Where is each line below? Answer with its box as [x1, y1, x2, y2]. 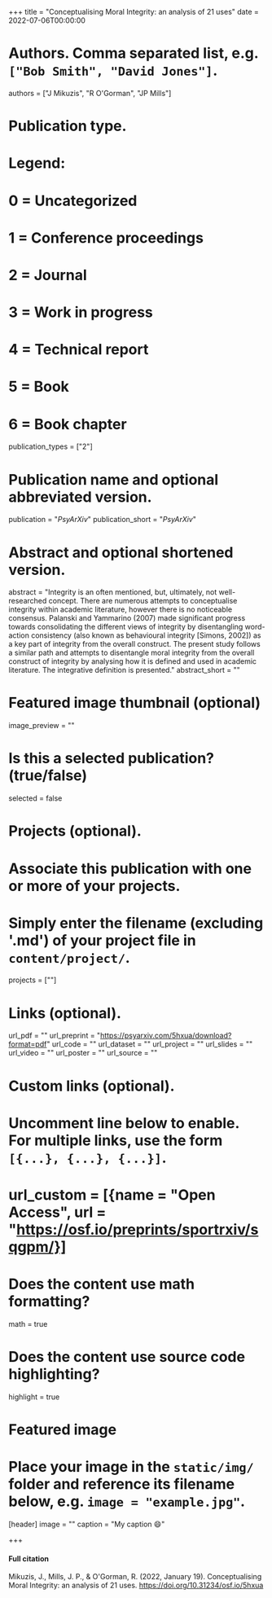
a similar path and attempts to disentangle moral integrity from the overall [8, 648, 255, 658]
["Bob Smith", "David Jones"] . [8, 61, 218, 80]
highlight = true [8, 1392, 60, 1402]
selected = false [8, 793, 63, 803]
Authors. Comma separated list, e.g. [8, 44, 259, 63]
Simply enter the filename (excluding [8, 914, 264, 932]
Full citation [8, 1553, 49, 1563]
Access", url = [8, 1203, 107, 1221]
